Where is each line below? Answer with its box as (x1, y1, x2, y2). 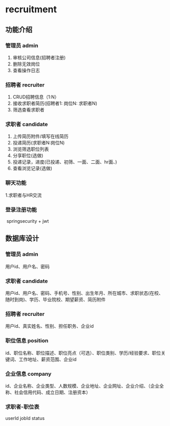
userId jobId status (5, 415, 45, 421)
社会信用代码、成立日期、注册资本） (14, 389, 91, 395)
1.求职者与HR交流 (5, 192, 42, 198)
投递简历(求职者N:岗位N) (12, 140, 65, 146)
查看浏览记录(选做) (12, 165, 53, 172)
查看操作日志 (12, 67, 40, 73)
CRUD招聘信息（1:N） (12, 94, 59, 100)
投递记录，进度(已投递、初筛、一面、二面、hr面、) (12, 159, 117, 165)
